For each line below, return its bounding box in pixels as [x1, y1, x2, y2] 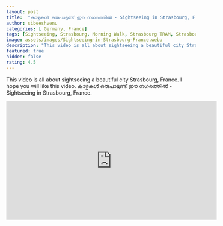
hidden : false [6, 54, 42, 60]
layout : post [6, 8, 39, 15]
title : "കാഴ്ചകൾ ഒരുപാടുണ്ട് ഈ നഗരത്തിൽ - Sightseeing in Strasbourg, [6, 14, 191, 20]
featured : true [6, 48, 44, 54]
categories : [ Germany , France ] [6, 25, 87, 32]
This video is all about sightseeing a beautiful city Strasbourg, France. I [6, 76, 182, 83]
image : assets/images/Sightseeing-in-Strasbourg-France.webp [6, 37, 163, 43]
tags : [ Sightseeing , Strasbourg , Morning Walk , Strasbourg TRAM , [6, 31, 173, 37]
